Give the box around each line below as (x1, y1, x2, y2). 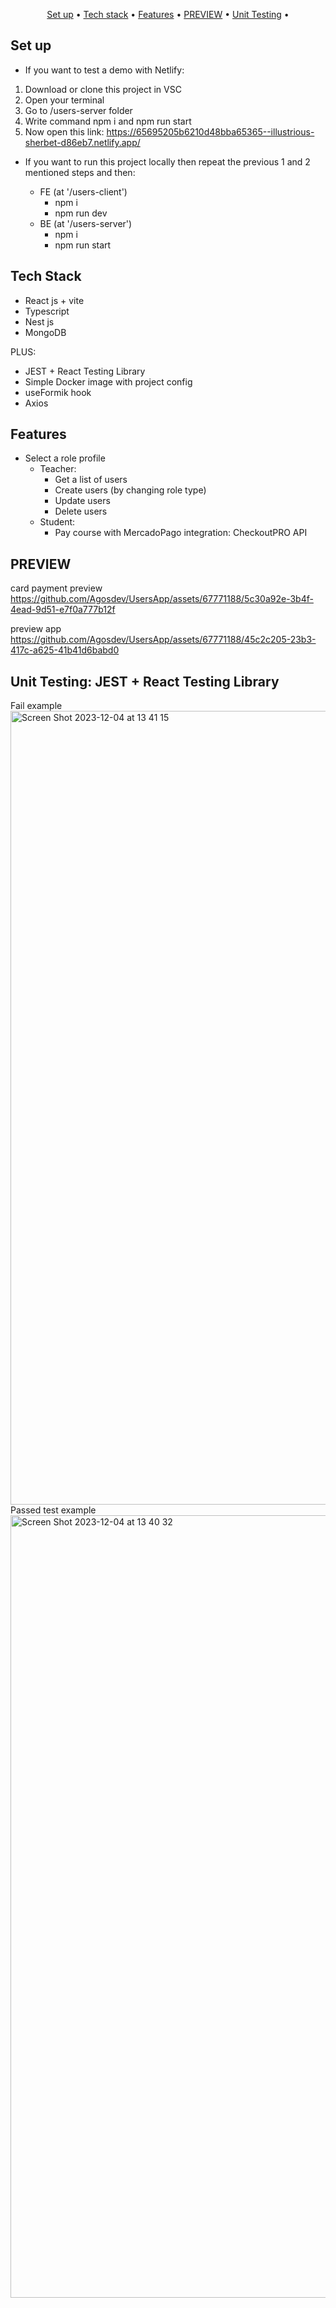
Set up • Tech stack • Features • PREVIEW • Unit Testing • (46, 9, 290, 20)
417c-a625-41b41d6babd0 (10, 644, 120, 656)
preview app (10, 623, 62, 635)
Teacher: (39, 463, 77, 475)
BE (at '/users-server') (39, 217, 133, 229)
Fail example (10, 700, 63, 712)
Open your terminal (24, 94, 105, 106)
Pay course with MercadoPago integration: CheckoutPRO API (54, 527, 308, 539)
